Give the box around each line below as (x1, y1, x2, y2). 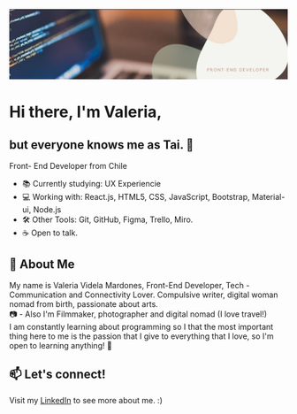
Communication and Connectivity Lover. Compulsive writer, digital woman (9, 289, 278, 300)
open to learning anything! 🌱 (9, 340, 112, 350)
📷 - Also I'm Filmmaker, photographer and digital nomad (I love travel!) (9, 309, 268, 319)
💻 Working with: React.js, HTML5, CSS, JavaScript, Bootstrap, (21, 192, 250, 203)
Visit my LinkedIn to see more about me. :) (9, 395, 164, 405)
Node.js (33, 204, 62, 215)
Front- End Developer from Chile (9, 161, 128, 172)
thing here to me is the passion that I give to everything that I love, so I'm (9, 331, 274, 341)
